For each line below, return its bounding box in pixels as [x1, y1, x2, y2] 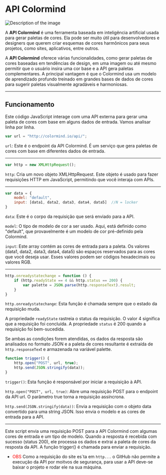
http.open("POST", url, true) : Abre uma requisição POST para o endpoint [5, 388, 158, 394]
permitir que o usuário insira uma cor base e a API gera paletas [5, 66, 133, 71]
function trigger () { [5, 356, 50, 361]
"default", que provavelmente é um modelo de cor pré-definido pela [5, 228, 143, 234]
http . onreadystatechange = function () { [5, 273, 92, 278]
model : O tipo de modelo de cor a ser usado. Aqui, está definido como [5, 223, 147, 229]
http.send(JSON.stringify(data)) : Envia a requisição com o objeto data [5, 403, 152, 409]
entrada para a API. [5, 413, 44, 420]
